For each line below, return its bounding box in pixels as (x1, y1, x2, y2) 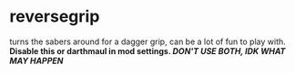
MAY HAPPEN (9, 55, 64, 66)
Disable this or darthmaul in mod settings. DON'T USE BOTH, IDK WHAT (9, 45, 286, 56)
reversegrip (9, 6, 100, 27)
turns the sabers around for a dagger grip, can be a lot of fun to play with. (9, 36, 287, 47)
